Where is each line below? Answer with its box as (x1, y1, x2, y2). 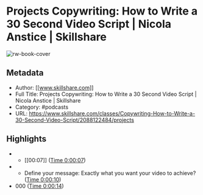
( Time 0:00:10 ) (24, 176, 62, 183)
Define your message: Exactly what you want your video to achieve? (24, 169, 196, 177)
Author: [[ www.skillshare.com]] (15, 84, 94, 91)
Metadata (6, 68, 44, 78)
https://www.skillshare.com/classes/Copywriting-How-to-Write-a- (29, 109, 196, 117)
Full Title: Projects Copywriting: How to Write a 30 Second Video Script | (15, 90, 197, 98)
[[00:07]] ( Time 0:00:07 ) (24, 156, 87, 163)
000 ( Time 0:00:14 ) (15, 182, 64, 190)
